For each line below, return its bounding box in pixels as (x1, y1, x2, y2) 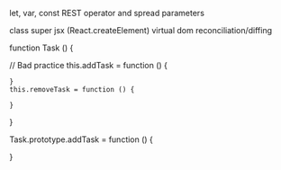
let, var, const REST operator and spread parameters (9, 8, 205, 18)
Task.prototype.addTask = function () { (9, 134, 153, 145)
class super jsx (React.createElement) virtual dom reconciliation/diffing (9, 25, 273, 35)
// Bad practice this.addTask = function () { (9, 60, 168, 70)
